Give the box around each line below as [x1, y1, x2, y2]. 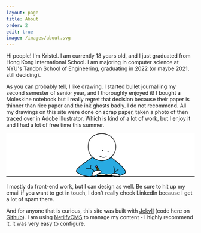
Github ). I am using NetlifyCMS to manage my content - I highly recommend [6, 213, 193, 220]
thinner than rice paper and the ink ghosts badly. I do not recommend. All [6, 102, 187, 109]
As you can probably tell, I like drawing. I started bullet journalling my [6, 83, 176, 90]
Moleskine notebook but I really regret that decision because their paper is [6, 96, 190, 103]
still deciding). [6, 71, 41, 79]
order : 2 [6, 22, 28, 28]
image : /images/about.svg [6, 35, 71, 41]
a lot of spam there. [6, 195, 55, 202]
